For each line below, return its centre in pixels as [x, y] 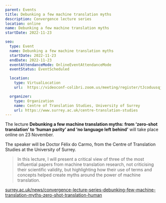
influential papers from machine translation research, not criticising [85, 164]
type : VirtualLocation [37, 83]
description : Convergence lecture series [48, 19]
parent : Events [21, 10]
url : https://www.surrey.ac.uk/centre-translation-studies [76, 110]
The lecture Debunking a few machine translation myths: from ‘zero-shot [82, 124]
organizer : [21, 96]
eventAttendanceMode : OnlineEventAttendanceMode [61, 65]
